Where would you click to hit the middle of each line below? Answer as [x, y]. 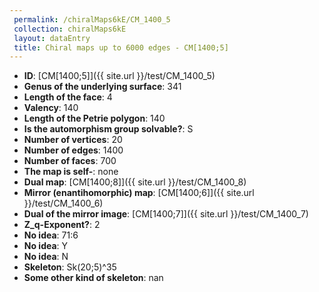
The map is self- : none [71, 172]
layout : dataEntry [52, 38]
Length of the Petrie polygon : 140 [94, 118]
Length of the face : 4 [68, 97]
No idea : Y [46, 246]
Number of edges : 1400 [73, 150]
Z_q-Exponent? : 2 [62, 225]
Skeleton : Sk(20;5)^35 [70, 267]
